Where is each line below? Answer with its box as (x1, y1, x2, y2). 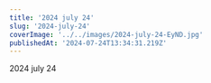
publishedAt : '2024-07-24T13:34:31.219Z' (9, 38, 168, 48)
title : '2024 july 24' (9, 13, 95, 23)
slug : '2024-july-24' (9, 22, 91, 31)
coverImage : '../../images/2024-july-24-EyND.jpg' (9, 30, 204, 39)
